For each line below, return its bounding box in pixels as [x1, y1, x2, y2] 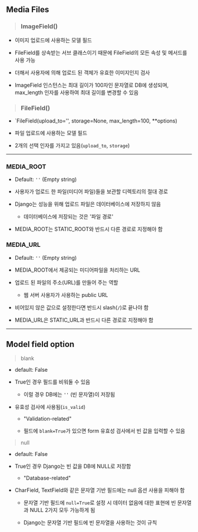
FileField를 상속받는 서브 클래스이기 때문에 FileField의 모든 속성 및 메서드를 [14, 49, 187, 56]
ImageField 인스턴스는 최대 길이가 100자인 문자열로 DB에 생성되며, [14, 81, 169, 88]
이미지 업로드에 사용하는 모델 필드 [14, 37, 93, 44]
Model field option [6, 339, 75, 349]
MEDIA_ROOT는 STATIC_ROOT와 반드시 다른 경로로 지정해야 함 [14, 226, 163, 233]
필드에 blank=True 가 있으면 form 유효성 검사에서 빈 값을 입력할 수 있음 [23, 427, 186, 435]
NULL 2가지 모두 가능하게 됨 [29, 507, 95, 514]
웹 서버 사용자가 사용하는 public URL [23, 291, 108, 298]
